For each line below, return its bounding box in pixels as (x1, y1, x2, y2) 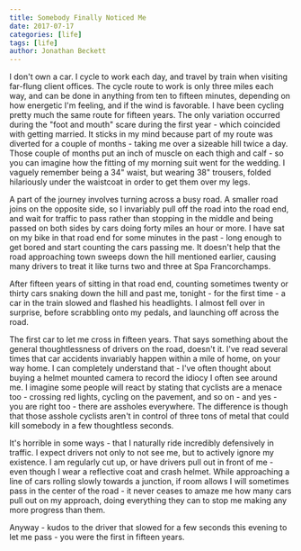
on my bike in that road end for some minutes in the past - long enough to (9, 232, 283, 243)
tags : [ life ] (9, 38, 58, 48)
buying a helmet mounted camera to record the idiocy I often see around (9, 373, 279, 384)
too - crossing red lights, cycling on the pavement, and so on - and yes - (9, 392, 278, 402)
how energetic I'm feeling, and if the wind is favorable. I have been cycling (9, 100, 285, 111)
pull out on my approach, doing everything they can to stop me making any (9, 495, 288, 506)
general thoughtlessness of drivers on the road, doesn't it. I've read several (9, 344, 288, 355)
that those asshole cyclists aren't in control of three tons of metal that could (9, 411, 289, 421)
